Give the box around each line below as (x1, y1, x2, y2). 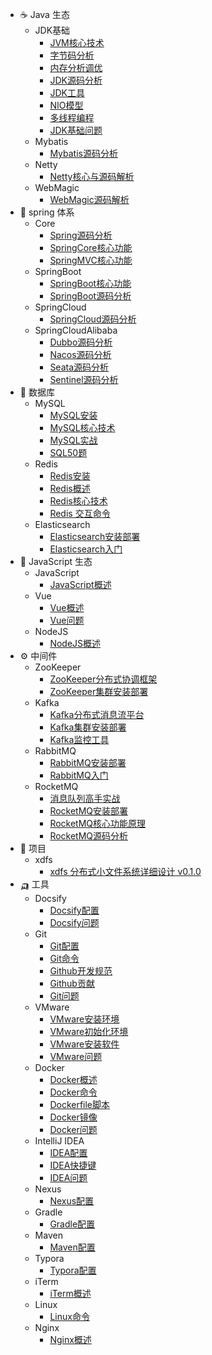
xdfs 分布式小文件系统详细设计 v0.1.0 (49, 866, 202, 877)
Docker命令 (49, 1086, 98, 1098)
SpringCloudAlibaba (34, 324, 118, 336)
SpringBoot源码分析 (49, 290, 132, 302)
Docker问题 (49, 1124, 98, 1135)
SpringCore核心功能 (49, 242, 133, 253)
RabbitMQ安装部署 (49, 757, 127, 768)
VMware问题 (49, 1051, 103, 1062)
